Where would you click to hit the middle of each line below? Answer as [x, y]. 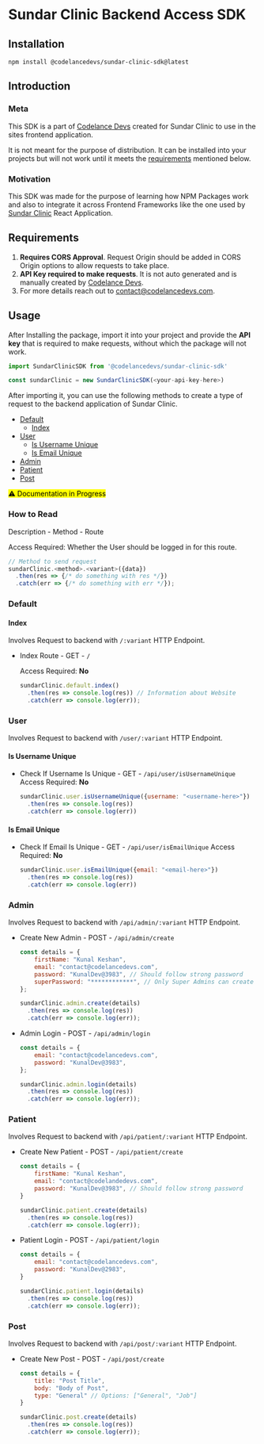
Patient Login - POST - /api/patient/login [89, 1240]
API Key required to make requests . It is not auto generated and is [128, 274]
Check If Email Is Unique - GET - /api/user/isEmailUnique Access [127, 847]
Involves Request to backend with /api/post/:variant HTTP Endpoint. [123, 1343]
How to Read [33, 515]
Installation [36, 44]
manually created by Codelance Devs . [81, 282]
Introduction [40, 86]
